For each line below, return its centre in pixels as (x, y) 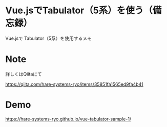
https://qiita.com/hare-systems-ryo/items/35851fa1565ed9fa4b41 (74, 84)
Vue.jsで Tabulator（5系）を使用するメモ (49, 38)
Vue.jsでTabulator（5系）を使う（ (79, 10)
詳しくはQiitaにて (24, 74)
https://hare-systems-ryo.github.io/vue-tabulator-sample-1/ (68, 119)
